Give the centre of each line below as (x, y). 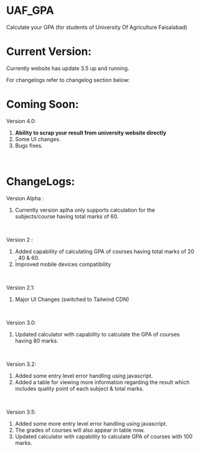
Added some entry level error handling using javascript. (84, 376)
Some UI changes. (38, 139)
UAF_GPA (30, 11)
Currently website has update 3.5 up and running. (68, 68)
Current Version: (49, 52)
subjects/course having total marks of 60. (67, 216)
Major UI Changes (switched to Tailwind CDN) (72, 299)
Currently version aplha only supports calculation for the (85, 210)
